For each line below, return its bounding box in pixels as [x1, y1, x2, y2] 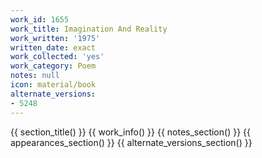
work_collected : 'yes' [10, 52, 105, 62]
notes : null [10, 71, 60, 81]
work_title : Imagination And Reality [10, 24, 168, 34]
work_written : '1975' [10, 33, 101, 43]
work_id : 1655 [10, 14, 70, 25]
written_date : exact [10, 42, 97, 53]
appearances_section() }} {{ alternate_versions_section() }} [10, 136, 253, 148]
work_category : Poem [10, 61, 97, 71]
